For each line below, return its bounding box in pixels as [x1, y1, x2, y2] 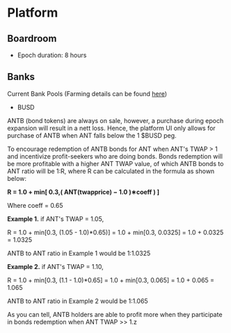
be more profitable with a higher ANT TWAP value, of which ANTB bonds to [7, 159, 224, 168]
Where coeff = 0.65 [7, 201, 64, 209]
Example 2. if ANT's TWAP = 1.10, [7, 262, 104, 270]
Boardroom [7, 33, 57, 44]
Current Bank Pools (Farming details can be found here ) [7, 89, 168, 98]
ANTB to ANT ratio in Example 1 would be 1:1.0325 [7, 249, 151, 257]
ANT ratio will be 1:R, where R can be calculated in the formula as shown [7, 167, 215, 175]
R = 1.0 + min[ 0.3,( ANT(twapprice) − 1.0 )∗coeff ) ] [7, 188, 160, 196]
